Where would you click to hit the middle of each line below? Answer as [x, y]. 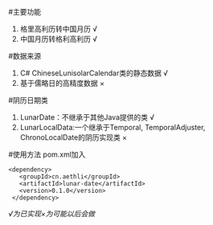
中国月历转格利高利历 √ [59, 39]
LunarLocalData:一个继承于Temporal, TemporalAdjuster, [113, 127]
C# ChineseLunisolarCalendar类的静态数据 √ [94, 73]
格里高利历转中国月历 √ [59, 29]
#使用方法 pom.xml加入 [47, 154]
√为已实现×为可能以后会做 [52, 214]
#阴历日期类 [28, 100]
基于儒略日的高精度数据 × [62, 83]
